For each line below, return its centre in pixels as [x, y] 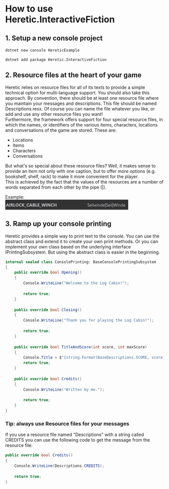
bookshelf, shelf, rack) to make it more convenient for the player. [72, 176]
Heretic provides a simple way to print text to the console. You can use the [82, 236]
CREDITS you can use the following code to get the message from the [77, 440]
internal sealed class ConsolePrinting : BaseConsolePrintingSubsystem [81, 262]
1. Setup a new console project [54, 38]
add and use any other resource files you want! [54, 114]
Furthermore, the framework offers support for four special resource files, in [84, 119]
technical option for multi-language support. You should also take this [77, 93]
